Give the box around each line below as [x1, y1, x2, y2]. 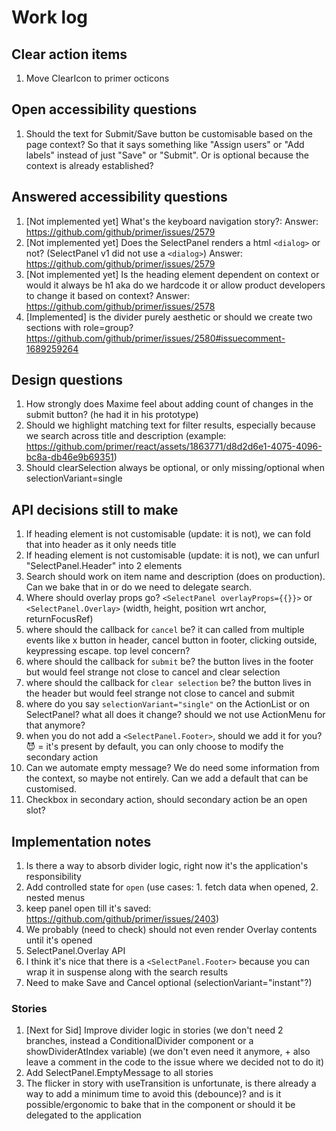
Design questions [11, 372, 124, 389]
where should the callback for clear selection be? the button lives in [25, 677, 312, 689]
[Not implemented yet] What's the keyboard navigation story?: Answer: [25, 215, 319, 227]
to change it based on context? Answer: [25, 289, 191, 301]
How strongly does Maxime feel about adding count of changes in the [25, 398, 314, 410]
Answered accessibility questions [11, 189, 228, 206]
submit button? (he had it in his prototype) [25, 409, 199, 421]
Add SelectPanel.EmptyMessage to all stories [25, 1067, 214, 1079]
